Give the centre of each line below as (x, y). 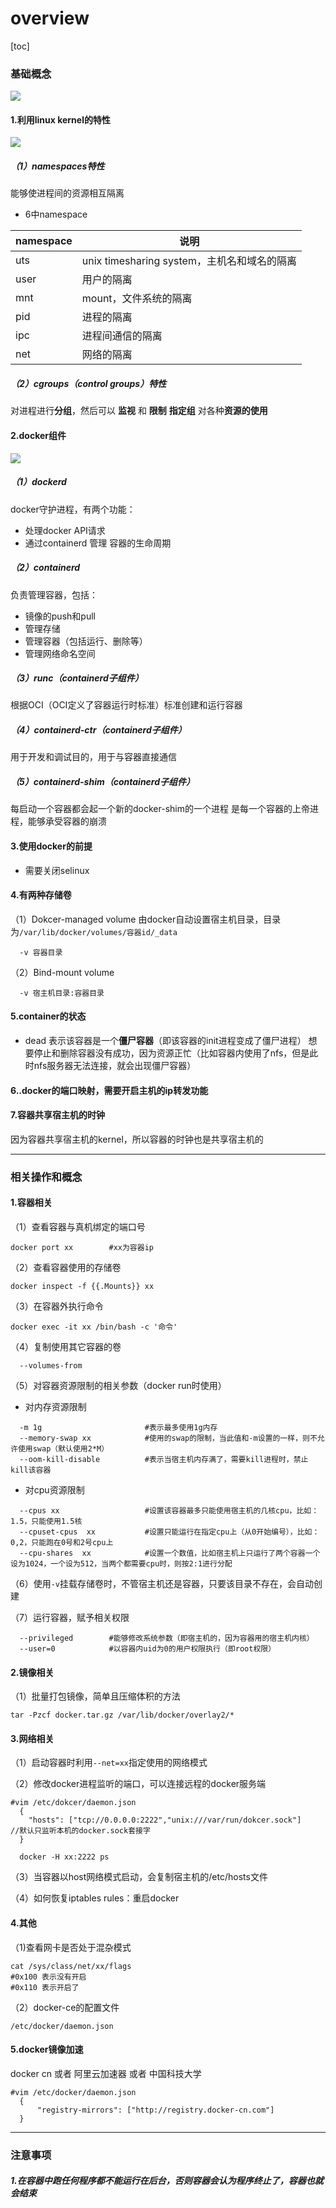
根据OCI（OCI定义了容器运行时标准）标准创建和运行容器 (126, 705)
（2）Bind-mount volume (62, 972)
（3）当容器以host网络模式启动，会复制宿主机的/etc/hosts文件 (139, 1877)
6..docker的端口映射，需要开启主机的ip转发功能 (109, 1090)
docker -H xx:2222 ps (64, 1857)
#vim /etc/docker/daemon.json (73, 2092)
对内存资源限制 (55, 1406)
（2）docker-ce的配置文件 (65, 2007)
